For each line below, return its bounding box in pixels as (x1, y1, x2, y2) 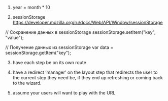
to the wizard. (12, 80, 42, 86)
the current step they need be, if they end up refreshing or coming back (12, 75, 163, 80)
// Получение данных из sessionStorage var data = (5, 44, 114, 50)
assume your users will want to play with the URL (12, 90, 116, 95)
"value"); (5, 35, 24, 40)
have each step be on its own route (12, 60, 86, 65)
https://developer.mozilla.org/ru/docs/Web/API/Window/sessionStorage (12, 20, 163, 25)
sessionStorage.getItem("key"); (5, 50, 71, 56)
